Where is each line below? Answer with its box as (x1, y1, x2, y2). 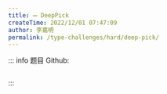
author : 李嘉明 (8, 26, 54, 34)
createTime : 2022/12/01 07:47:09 (8, 19, 118, 27)
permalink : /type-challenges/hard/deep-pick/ (8, 33, 159, 42)
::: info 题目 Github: (8, 56, 70, 65)
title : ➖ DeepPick (8, 11, 69, 20)
